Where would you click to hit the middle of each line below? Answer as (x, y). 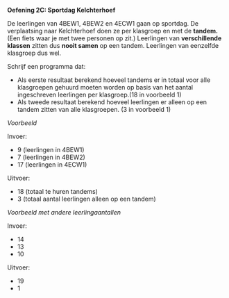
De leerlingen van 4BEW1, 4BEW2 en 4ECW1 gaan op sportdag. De (103, 23)
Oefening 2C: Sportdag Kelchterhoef (61, 10)
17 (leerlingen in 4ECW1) (52, 165)
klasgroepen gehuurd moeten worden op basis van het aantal (105, 87)
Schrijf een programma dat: (46, 66)
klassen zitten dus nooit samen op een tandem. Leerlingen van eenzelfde (113, 45)
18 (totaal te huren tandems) (58, 191)
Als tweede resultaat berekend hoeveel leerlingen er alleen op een (112, 102)
